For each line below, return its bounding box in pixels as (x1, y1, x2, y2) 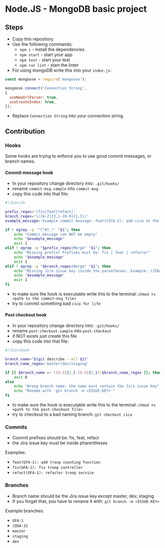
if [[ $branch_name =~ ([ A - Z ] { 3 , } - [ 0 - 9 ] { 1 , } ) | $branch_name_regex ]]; (5, 370, 151, 375)
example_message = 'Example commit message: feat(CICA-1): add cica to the (5, 218, 160, 223)
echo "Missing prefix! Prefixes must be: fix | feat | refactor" (14, 250, 151, 255)
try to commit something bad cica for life (12, 301, 101, 307)
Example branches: (5, 508, 44, 514)
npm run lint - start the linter (19, 62, 79, 68)
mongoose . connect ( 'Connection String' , (5, 86, 87, 90)
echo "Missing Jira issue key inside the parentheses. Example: (14, 268, 148, 273)
